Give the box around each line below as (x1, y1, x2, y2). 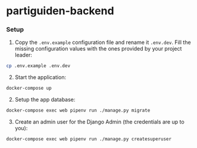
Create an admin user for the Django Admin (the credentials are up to (14, 118, 185, 125)
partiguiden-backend (6, 4, 114, 18)
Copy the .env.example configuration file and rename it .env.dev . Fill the (14, 39, 192, 46)
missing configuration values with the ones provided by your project (14, 45, 182, 52)
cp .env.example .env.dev (6, 63, 70, 69)
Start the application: (14, 74, 67, 81)
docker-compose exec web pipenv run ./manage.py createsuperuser (6, 136, 171, 142)
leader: (14, 52, 33, 59)
